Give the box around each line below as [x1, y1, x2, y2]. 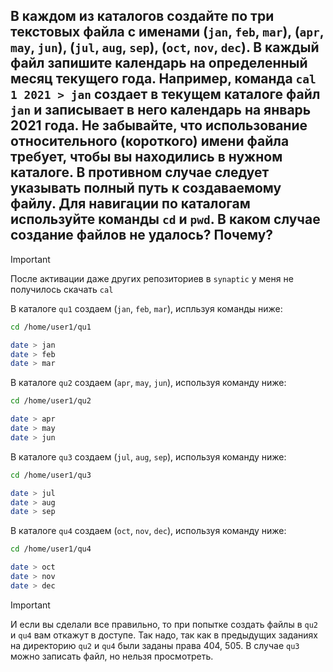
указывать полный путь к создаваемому [10, 180, 282, 197]
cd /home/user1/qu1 [10, 322, 92, 332]
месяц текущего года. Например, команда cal [10, 70, 317, 88]
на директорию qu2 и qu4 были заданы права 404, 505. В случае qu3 [10, 639, 300, 651]
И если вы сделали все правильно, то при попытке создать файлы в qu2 [10, 618, 318, 630]
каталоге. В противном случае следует [10, 164, 270, 181]
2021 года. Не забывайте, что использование [10, 117, 308, 134]
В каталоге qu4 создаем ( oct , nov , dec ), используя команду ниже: [10, 525, 287, 537]
